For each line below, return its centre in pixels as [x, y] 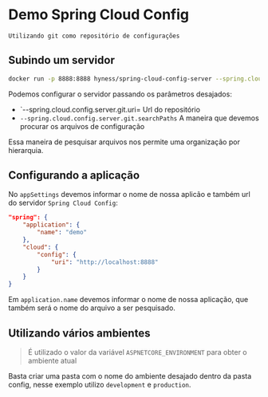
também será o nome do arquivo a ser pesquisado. [92, 308]
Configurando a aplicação [74, 176]
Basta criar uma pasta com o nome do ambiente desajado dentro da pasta [130, 376]
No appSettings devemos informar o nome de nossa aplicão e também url [130, 195]
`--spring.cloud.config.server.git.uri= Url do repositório [110, 109]
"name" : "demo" [62, 233]
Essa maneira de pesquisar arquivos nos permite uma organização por [124, 142]
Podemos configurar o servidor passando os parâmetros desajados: [120, 94]
